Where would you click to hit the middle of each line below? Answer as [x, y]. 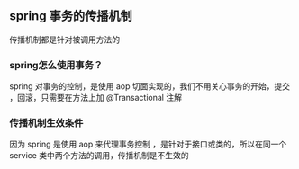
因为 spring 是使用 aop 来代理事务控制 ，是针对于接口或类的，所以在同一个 [148, 144]
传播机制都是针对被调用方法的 [64, 40]
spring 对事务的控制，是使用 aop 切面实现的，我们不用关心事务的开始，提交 [150, 86]
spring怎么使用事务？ [56, 65]
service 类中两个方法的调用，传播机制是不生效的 [99, 156]
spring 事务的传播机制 [71, 16]
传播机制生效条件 [46, 123]
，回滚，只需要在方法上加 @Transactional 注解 [96, 98]
